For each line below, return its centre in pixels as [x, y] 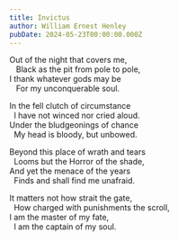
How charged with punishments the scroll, [92, 208]
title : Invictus [40, 18]
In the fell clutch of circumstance [70, 106]
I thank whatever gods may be [65, 79]
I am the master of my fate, [59, 218]
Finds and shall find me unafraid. [74, 181]
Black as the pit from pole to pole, [78, 69]
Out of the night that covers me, [68, 60]
